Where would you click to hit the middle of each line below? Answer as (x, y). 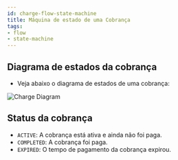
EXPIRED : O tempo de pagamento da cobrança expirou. (94, 149)
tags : (15, 26)
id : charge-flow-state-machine (52, 13)
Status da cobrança (50, 118)
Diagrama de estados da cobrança (82, 67)
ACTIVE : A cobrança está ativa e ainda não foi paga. (90, 135)
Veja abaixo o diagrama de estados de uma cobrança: (93, 83)
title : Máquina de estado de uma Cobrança (69, 20)
